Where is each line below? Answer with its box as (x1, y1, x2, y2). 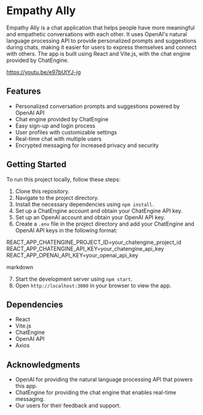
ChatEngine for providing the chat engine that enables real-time (15, 389, 177, 396)
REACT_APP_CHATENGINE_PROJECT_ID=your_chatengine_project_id (6, 238, 182, 246)
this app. (15, 383, 38, 390)
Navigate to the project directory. (15, 194, 99, 201)
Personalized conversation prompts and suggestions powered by (15, 102, 180, 110)
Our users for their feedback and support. (15, 402, 121, 409)
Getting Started (6, 159, 67, 170)
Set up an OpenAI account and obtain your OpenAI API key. (15, 213, 166, 221)
